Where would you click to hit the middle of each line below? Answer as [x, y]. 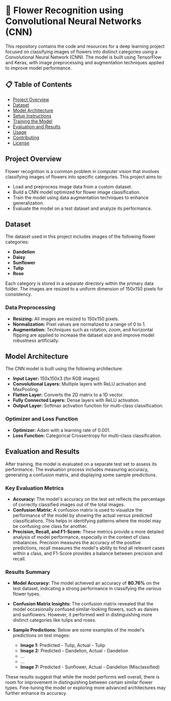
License [21, 143]
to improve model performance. [39, 68]
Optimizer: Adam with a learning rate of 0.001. [62, 430]
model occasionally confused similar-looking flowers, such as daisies [86, 609]
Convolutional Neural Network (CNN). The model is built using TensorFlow [83, 57]
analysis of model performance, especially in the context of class [81, 537]
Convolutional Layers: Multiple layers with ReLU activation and [79, 384]
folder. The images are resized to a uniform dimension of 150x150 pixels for [84, 289]
